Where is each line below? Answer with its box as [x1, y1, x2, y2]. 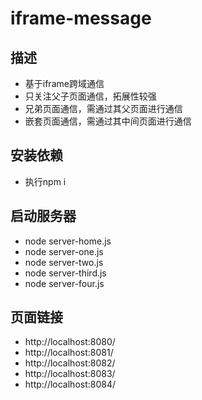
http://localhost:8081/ [24, 347, 114, 359]
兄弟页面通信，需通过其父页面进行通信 [24, 103, 183, 114]
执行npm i [24, 175, 67, 187]
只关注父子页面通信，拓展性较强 [24, 90, 157, 102]
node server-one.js [24, 245, 104, 257]
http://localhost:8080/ [24, 336, 116, 348]
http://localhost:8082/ [24, 357, 116, 369]
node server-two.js [24, 256, 104, 268]
